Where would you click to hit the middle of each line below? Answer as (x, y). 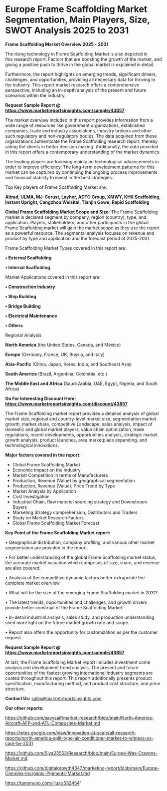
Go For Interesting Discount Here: (41, 398)
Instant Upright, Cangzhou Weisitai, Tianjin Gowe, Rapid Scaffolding (77, 202)
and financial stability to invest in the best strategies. (59, 177)
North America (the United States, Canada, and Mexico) (63, 345)
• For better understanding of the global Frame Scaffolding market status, (81, 557)
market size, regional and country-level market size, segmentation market (81, 418)
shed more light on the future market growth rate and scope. (67, 622)
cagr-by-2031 (19, 743)
